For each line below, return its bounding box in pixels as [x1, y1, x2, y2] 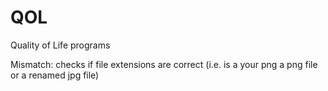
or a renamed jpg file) [10, 69, 100, 81]
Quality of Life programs [10, 39, 111, 51]
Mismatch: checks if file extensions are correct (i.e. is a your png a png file [10, 58, 318, 70]
